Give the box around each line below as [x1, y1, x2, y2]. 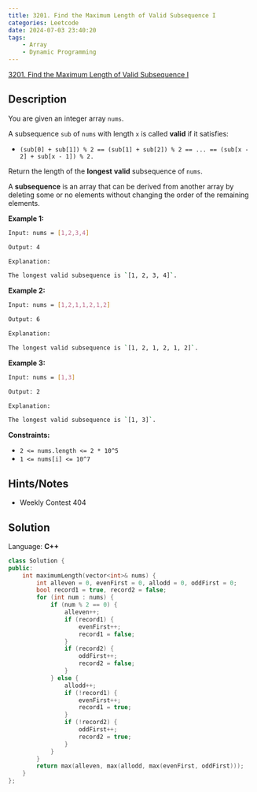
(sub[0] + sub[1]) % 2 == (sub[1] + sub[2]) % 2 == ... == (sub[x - [19, 145, 249, 154]
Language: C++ [8, 541, 59, 551]
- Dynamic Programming [22, 48, 97, 56]
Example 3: [8, 358, 46, 368]
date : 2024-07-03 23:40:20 [8, 26, 97, 34]
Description [8, 92, 67, 106]
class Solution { [8, 557, 65, 565]
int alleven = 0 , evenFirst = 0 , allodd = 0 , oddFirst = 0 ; [36, 579, 237, 587]
